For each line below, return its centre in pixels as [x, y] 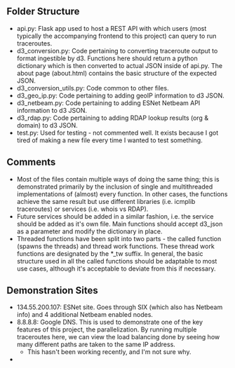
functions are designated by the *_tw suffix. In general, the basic [110, 253]
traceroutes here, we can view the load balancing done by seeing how [118, 337]
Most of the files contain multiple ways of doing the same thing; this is [118, 179]
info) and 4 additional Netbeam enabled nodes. [85, 315]
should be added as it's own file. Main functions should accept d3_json [120, 224]
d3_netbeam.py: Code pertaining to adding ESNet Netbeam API [108, 103]
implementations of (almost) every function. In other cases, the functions [122, 194]
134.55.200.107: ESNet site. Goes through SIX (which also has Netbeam [120, 307]
